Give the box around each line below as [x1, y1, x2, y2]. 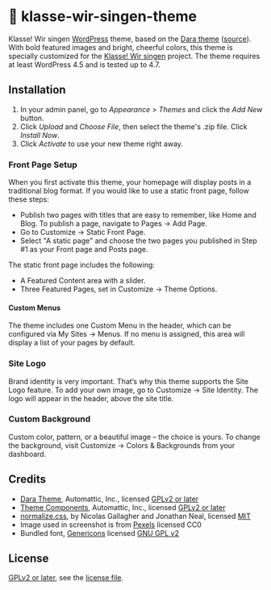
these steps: [8, 195, 50, 204]
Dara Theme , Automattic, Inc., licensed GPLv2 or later [19, 494, 199, 504]
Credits [8, 472, 47, 487]
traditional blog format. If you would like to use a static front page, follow [8, 186, 250, 196]
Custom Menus [8, 303, 61, 312]
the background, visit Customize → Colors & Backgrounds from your [8, 440, 236, 450]
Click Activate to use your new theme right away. [19, 139, 184, 149]
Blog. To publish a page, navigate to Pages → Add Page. [19, 219, 207, 228]
